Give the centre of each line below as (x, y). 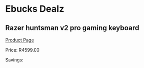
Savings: (15, 60)
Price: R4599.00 (22, 50)
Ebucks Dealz (35, 9)
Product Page (20, 40)
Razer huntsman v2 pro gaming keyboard (72, 28)
